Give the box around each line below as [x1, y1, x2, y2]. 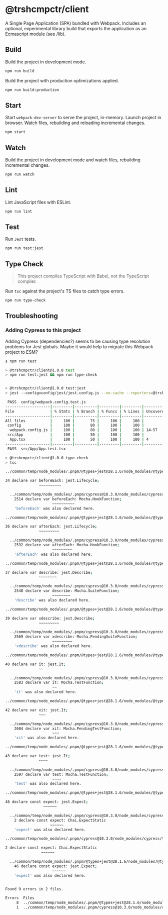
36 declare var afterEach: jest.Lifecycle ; [5, 524, 97, 529]
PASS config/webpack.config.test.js [7, 399, 86, 404]
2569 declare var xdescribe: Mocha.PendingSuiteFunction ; [14, 634, 137, 639]
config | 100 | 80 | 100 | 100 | [7, 423, 144, 428]
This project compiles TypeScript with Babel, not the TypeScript [17, 273, 149, 279]
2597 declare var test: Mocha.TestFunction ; [14, 772, 108, 777]
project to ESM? [5, 349, 38, 355]
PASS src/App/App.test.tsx [7, 446, 66, 451]
